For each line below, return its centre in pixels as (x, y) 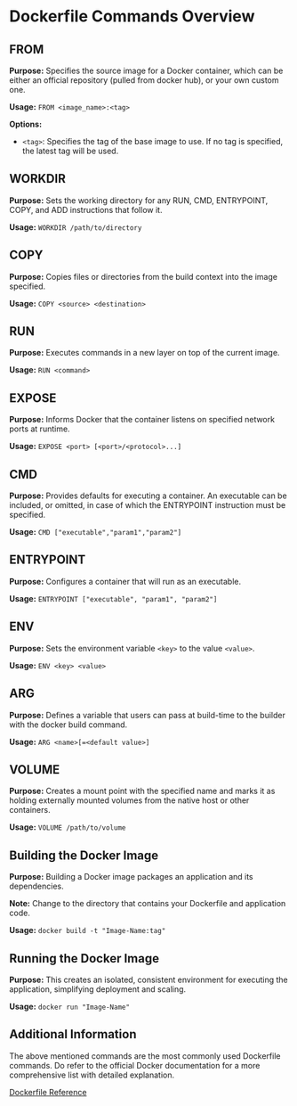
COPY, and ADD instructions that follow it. (86, 209)
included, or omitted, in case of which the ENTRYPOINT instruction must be (148, 505)
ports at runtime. (40, 429)
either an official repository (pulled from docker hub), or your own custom (144, 80)
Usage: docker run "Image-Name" (70, 1006)
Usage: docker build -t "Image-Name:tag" (88, 930)
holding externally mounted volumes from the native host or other (129, 800)
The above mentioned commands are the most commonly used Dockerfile (145, 1056)
